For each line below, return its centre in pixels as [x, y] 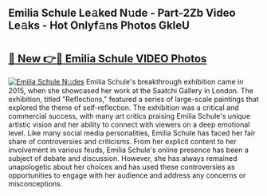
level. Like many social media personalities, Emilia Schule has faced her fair [132, 133]
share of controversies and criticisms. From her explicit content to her [123, 141]
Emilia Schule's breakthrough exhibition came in [165, 82]
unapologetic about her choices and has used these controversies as [122, 167]
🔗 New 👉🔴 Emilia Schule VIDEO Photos [108, 59]
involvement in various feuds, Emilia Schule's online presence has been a [129, 150]
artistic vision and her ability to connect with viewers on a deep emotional [129, 124]
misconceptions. [35, 184]
